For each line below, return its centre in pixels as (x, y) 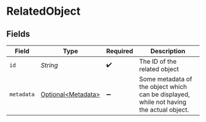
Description (168, 51)
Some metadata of (166, 79)
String (49, 65)
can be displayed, (164, 94)
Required (120, 51)
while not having (163, 102)
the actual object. (164, 110)
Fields (18, 34)
